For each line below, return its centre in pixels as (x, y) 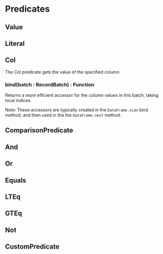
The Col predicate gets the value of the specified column (62, 72)
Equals (16, 180)
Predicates (28, 9)
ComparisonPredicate (39, 130)
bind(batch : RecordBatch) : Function (50, 85)
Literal (15, 43)
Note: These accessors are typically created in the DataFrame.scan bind (77, 110)
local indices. (18, 101)
